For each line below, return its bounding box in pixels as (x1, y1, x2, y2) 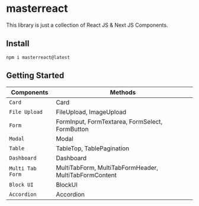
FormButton (56, 125, 89, 133)
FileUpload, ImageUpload (56, 107, 127, 116)
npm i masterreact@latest (6, 54, 70, 61)
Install (6, 39, 30, 49)
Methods (110, 88, 136, 96)
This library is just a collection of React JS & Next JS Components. (6, 21, 168, 28)
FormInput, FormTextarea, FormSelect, (56, 118, 163, 126)
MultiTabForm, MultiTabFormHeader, (56, 163, 159, 172)
